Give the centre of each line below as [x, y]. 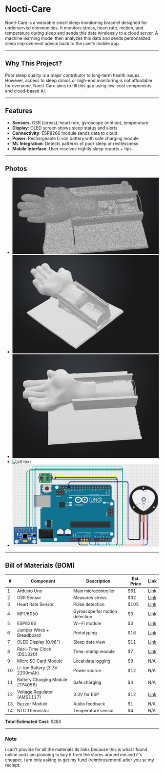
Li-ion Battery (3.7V [37, 668]
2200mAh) [28, 673]
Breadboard [29, 635]
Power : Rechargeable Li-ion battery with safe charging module [75, 138]
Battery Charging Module [42, 680]
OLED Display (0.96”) [39, 642]
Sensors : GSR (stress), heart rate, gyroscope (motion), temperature [80, 122]
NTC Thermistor [33, 711]
